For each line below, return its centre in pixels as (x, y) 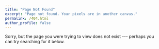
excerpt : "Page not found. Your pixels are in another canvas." (71, 14)
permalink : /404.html (27, 18)
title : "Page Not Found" (30, 9)
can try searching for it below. (35, 42)
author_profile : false (28, 23)
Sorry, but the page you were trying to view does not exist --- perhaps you (79, 37)
